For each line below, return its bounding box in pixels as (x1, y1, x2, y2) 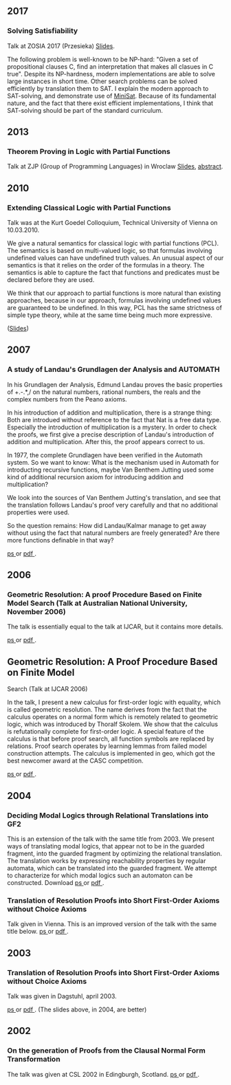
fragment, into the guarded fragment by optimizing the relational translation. (7, 849, 222, 857)
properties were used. (7, 508, 70, 516)
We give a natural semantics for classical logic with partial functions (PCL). (7, 239, 219, 248)
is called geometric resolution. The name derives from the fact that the (7, 705, 208, 714)
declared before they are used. (7, 276, 95, 284)
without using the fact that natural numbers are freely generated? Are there (7, 529, 220, 537)
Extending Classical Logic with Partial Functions (7, 203, 171, 212)
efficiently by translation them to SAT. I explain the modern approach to (7, 84, 209, 92)
